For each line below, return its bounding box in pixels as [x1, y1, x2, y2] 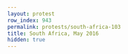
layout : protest [7, 10, 55, 18]
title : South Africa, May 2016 [7, 29, 99, 37]
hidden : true [7, 36, 46, 43]
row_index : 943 [7, 17, 52, 24]
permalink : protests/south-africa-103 [7, 23, 121, 30]
